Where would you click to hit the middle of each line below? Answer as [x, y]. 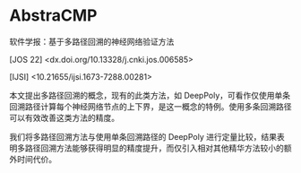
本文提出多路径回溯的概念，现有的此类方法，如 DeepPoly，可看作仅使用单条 [150, 95]
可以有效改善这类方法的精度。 [64, 117]
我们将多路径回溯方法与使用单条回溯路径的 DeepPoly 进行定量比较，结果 [143, 136]
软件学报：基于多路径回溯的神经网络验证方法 [92, 41]
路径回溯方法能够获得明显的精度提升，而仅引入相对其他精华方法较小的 [154, 148]
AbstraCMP [53, 16]
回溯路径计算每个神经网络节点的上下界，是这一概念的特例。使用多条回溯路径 [150, 106]
